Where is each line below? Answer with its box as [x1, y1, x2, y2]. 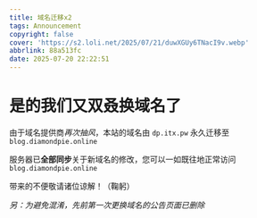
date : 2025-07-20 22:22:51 [9, 54, 110, 63]
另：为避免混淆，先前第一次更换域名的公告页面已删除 [9, 199, 205, 210]
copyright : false [9, 29, 74, 38]
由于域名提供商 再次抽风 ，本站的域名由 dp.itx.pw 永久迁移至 [9, 127, 230, 138]
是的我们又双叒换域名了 [9, 96, 182, 116]
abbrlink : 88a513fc [9, 46, 82, 55]
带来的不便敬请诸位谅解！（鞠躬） [9, 180, 135, 191]
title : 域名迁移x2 [9, 13, 73, 22]
